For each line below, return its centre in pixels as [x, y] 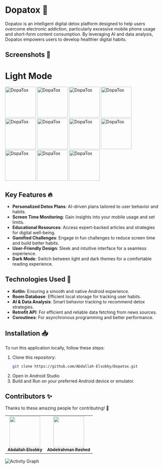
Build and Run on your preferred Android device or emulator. [73, 381]
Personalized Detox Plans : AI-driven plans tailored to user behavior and [85, 206]
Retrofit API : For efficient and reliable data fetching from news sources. [84, 312]
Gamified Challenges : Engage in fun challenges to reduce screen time [84, 238]
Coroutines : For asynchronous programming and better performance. [83, 317]
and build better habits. [36, 243]
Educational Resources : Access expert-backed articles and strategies [83, 228]
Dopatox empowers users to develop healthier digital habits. [66, 39]
